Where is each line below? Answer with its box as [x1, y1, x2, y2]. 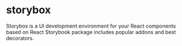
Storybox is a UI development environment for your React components [6, 22, 176, 29]
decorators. [6, 34, 34, 41]
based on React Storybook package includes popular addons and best [6, 28, 176, 35]
